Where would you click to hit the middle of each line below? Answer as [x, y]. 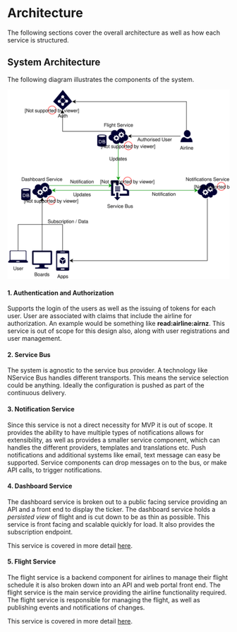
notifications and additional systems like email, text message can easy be [114, 455]
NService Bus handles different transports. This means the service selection [118, 378]
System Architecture [54, 63]
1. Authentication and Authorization [61, 293]
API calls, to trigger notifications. [55, 470]
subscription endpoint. [40, 532]
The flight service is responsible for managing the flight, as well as [104, 599]
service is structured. [38, 40]
